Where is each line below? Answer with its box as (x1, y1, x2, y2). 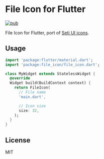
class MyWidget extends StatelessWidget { (5, 71, 95, 76)
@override (10, 76, 30, 81)
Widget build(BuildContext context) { (10, 80, 91, 85)
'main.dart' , (18, 94, 46, 99)
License (5, 136, 31, 144)
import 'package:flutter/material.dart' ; (5, 57, 93, 62)
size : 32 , (18, 108, 39, 113)
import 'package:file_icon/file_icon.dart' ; (5, 62, 100, 67)
